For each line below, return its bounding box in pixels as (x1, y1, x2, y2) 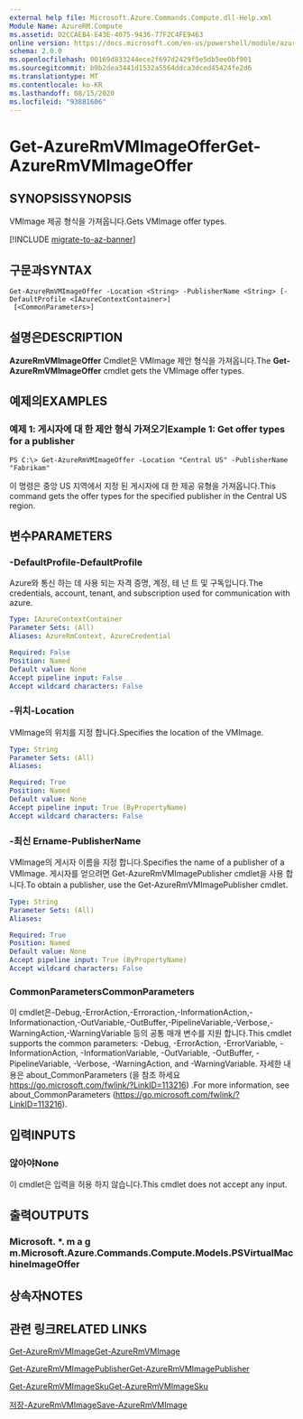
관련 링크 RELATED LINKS (9, 1322, 147, 1337)
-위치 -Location (9, 705, 75, 718)
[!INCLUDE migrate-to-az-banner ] (9, 234, 136, 245)
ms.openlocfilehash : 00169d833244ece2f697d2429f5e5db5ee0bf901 (9, 55, 252, 64)
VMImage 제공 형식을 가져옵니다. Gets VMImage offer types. (9, 216, 227, 227)
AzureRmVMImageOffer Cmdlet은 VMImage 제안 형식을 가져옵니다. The (9, 356, 271, 366)
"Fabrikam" (9, 463, 50, 472)
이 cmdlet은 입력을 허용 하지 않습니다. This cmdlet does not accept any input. (9, 1179, 288, 1190)
